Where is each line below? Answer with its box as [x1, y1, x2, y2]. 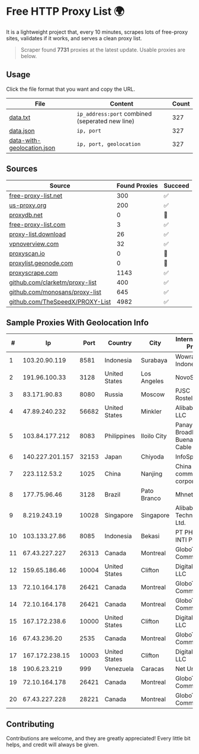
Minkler [141, 408, 162, 416]
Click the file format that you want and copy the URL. [6, 85, 135, 93]
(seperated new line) [76, 117, 135, 125]
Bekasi [141, 532, 160, 540]
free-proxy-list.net [9, 191, 63, 199]
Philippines [104, 432, 136, 440]
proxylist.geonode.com [9, 259, 73, 267]
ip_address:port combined [76, 109, 152, 117]
